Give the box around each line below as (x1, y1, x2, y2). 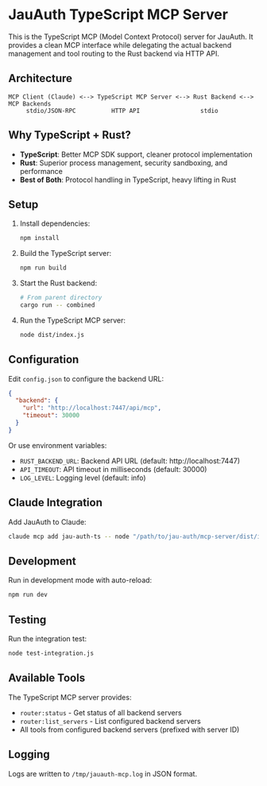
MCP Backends (8, 99, 52, 108)
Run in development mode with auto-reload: (8, 575, 153, 585)
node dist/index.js (19, 331, 85, 339)
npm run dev (8, 590, 48, 599)
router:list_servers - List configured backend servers (19, 716, 201, 726)
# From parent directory (19, 294, 103, 302)
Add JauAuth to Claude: (8, 517, 87, 526)
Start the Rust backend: (19, 278, 98, 288)
